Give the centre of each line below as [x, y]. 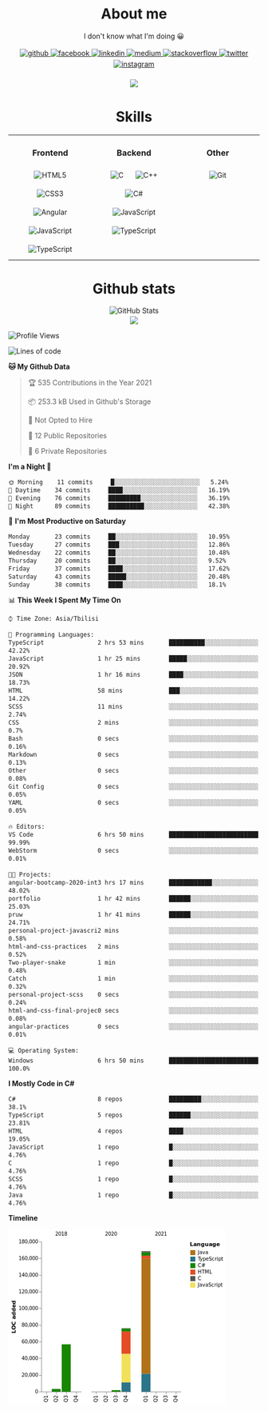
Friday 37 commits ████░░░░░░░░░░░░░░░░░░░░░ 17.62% [119, 569]
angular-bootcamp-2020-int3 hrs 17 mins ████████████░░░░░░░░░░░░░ [134, 882]
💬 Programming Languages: [51, 634]
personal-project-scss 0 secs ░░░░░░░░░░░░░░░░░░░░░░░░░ [134, 994]
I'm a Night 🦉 [30, 466]
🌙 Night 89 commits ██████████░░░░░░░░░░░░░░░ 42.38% [119, 506]
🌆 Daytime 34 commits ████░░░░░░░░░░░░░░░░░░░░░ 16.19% [119, 490]
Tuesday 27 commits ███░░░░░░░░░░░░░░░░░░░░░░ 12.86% [119, 545]
